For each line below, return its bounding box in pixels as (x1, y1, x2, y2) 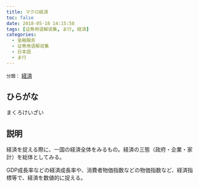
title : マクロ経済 (6, 9, 49, 15)
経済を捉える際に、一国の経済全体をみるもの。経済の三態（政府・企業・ (6, 146, 187, 153)
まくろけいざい (6, 109, 44, 116)
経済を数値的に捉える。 (27, 174, 86, 182)
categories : (6, 32, 37, 38)
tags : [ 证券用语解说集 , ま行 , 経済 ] (6, 26, 89, 32)
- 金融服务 (12, 37, 36, 43)
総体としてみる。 (22, 153, 65, 161)
